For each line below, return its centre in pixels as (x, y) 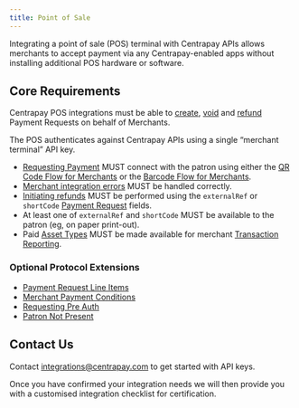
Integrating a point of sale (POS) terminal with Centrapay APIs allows (137, 43)
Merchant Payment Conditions (79, 297)
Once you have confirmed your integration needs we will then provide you (147, 384)
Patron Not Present (58, 316)
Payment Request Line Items (75, 287)
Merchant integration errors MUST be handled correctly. (127, 186)
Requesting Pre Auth (61, 306)
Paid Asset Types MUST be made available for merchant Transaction (150, 234)
